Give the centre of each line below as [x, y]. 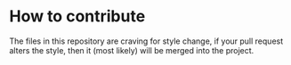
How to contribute [77, 16]
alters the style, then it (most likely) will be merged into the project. [132, 50]
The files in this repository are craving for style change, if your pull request [146, 41]
